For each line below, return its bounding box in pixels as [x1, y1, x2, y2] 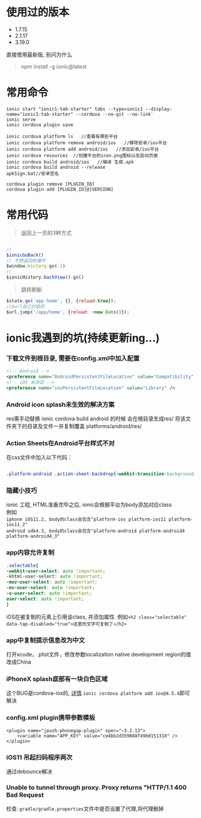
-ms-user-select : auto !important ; [6, 585, 95, 591]
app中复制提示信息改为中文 [6, 636, 86, 644]
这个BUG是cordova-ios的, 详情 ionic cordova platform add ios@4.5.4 [6, 689, 180, 697]
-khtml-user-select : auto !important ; [6, 574, 103, 580]
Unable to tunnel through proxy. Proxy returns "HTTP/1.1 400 [6, 783, 187, 792]
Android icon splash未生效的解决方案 [6, 400, 115, 408]
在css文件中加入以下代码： [6, 454, 73, 461]
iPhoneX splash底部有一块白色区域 [6, 674, 108, 683]
